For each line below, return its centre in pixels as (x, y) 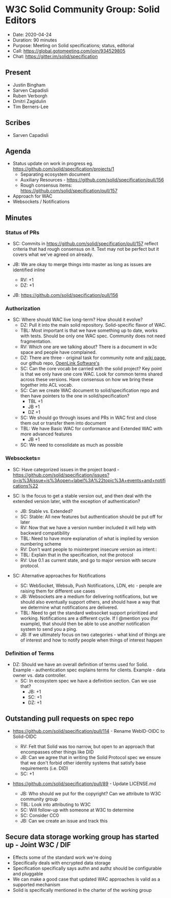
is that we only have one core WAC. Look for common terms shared (91, 374)
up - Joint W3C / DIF (38, 845)
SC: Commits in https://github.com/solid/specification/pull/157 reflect (85, 244)
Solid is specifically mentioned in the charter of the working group (82, 890)
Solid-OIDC (25, 736)
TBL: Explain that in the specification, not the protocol (77, 554)
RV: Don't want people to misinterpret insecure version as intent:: (89, 549)
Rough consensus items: (46, 185)
